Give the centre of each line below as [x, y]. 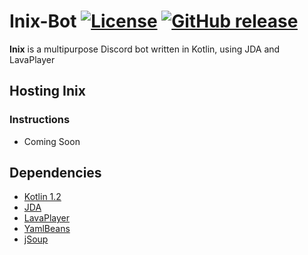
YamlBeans [47, 229]
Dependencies [55, 173]
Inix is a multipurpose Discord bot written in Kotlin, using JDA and [145, 49]
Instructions [40, 120]
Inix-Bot [43, 21]
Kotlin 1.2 [42, 197]
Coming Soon [52, 141]
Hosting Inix [47, 91]
